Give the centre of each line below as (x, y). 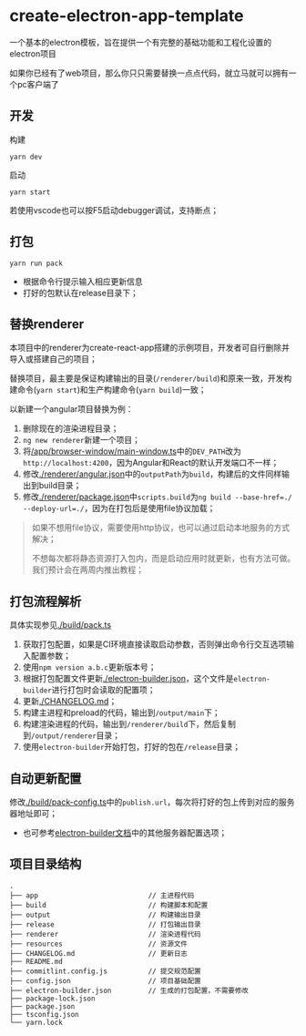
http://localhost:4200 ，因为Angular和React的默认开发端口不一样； (151, 463)
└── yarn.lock (36, 1022)
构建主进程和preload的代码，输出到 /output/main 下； (121, 713)
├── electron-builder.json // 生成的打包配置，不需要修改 (129, 990)
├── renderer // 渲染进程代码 (106, 934)
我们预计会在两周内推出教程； (87, 569)
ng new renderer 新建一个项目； (82, 440)
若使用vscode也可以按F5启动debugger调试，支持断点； (114, 210)
